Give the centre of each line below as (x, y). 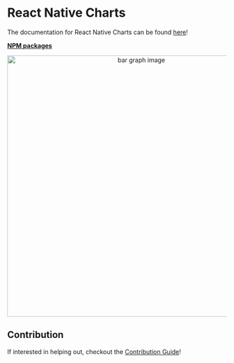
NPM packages (30, 45)
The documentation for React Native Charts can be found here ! (97, 32)
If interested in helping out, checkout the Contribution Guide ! (94, 352)
